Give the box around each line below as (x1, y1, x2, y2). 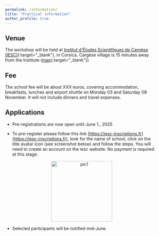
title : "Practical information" (5, 12, 71, 16)
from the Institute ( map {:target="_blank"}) (5, 57, 89, 63)
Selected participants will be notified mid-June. (12, 225, 107, 231)
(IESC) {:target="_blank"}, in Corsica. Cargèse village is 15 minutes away (5, 52, 149, 58)
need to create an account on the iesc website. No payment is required (12, 146, 155, 152)
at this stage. (12, 151, 38, 157)
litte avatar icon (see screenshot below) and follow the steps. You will (12, 141, 151, 147)
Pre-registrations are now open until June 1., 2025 (12, 121, 113, 127)
